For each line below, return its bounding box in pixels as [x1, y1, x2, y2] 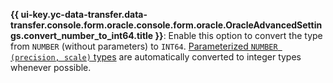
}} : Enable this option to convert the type [154, 30, 323, 41]
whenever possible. [10, 62, 92, 73]
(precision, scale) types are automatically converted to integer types [10, 51, 302, 63]
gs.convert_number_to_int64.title [10, 30, 154, 41]
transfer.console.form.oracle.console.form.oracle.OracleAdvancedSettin [10, 19, 323, 31]
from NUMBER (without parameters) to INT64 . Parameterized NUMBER [10, 40, 278, 52]
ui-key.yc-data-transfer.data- [20, 9, 148, 20]
